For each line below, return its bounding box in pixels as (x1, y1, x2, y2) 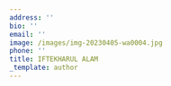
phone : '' (9, 47, 47, 56)
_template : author (9, 64, 78, 73)
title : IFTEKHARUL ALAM (9, 55, 99, 64)
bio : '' (9, 21, 39, 30)
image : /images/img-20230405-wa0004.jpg (9, 38, 164, 47)
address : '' (9, 13, 54, 22)
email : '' (9, 30, 47, 39)
